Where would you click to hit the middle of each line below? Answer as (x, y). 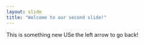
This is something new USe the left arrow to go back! (72, 34)
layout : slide (24, 12)
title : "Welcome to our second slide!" (57, 17)
